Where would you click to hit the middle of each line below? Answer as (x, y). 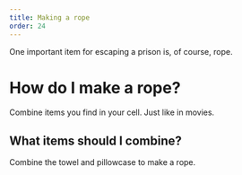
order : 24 (28, 26)
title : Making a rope (50, 17)
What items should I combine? (95, 140)
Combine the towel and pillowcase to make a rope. (103, 162)
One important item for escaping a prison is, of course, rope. (121, 51)
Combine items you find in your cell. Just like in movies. (112, 112)
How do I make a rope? (95, 87)
